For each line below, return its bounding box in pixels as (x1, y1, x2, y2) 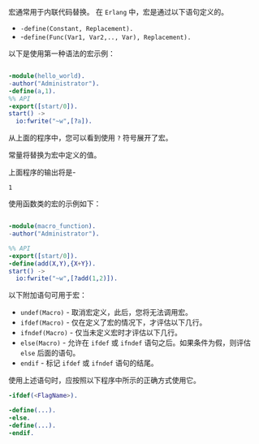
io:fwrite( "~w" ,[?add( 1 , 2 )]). (15, 274, 118, 282)
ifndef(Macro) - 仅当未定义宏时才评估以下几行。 (19, 328, 183, 338)
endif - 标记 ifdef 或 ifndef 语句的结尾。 (19, 358, 158, 368)
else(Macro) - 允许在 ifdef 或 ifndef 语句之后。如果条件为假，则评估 (19, 338, 252, 347)
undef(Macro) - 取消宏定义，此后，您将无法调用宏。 (19, 308, 193, 317)
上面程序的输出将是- (8, 167, 76, 177)
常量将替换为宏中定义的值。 (8, 150, 101, 160)
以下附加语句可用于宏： (8, 291, 87, 300)
